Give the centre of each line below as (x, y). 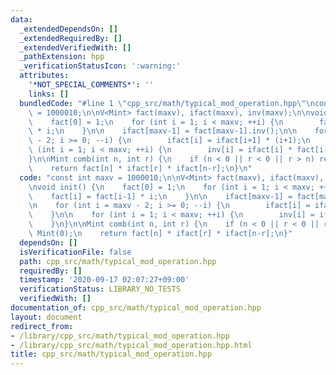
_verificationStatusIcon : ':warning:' (100, 66)
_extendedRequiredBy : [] (71, 38)
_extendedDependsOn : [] (68, 29)
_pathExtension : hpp (62, 57)
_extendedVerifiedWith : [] (75, 47)
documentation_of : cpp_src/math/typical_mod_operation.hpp (136, 308)
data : (21, 19)
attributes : (44, 76)
